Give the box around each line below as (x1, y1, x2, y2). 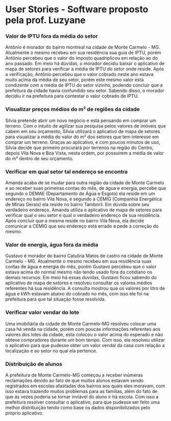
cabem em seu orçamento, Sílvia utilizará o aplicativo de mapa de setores (5, 128, 160, 134)
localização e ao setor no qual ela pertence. (5, 348, 97, 354)
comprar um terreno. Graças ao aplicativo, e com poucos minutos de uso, (5, 139, 161, 145)
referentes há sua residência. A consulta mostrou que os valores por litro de (5, 285, 165, 291)
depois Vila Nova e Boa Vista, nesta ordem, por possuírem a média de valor (5, 150, 164, 156)
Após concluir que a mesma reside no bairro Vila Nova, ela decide (5, 218, 144, 224)
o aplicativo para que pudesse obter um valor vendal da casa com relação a (5, 342, 165, 348)
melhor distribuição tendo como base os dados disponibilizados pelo (5, 404, 151, 410)
